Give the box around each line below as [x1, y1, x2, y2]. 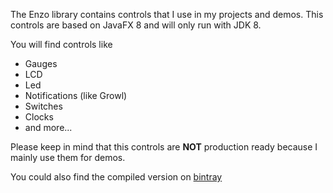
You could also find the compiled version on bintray [10, 171, 223, 183]
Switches [24, 100, 63, 112]
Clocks [24, 111, 54, 123]
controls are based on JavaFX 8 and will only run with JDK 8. [10, 19, 262, 31]
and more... [24, 122, 73, 133]
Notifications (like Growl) [24, 90, 128, 101]
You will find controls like [10, 39, 113, 50]
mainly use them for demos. [10, 152, 126, 163]
